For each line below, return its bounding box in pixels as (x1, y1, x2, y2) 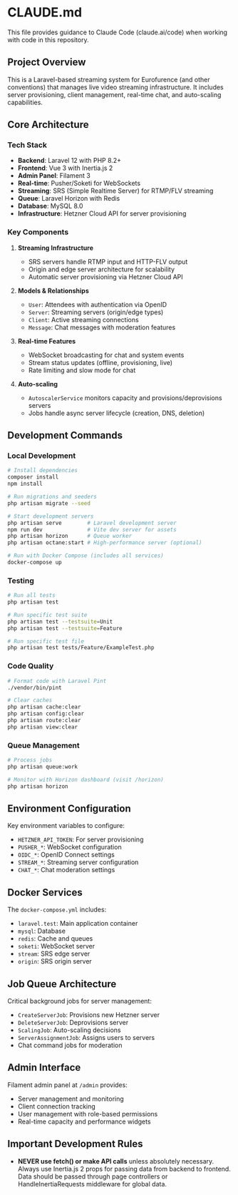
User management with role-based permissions (17, 1109, 158, 1118)
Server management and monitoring (17, 1094, 125, 1103)
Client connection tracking (17, 1101, 96, 1111)
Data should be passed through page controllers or (17, 1172, 168, 1181)
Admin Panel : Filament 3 (17, 171, 90, 180)
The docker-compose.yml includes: (7, 905, 107, 914)
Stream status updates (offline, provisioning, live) (28, 358, 173, 366)
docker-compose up (7, 559, 62, 566)
